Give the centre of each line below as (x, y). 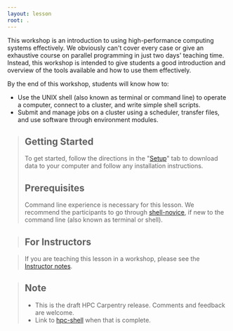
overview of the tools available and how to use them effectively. (99, 70)
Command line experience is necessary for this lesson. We (109, 205)
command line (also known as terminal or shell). (94, 220)
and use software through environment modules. (88, 119)
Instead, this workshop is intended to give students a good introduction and (116, 62)
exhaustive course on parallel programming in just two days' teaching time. (116, 55)
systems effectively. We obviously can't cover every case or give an (106, 48)
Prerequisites (54, 188)
